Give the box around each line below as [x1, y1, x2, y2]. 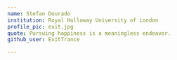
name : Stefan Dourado [7, 10, 71, 17]
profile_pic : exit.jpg [7, 23, 74, 30]
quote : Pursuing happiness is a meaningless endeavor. [7, 29, 171, 37]
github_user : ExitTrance [7, 36, 80, 43]
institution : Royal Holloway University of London [7, 17, 159, 24]
